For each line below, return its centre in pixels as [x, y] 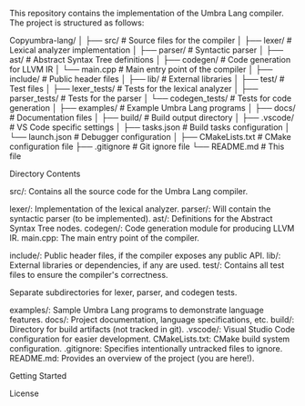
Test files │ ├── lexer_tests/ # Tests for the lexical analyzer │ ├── [134, 89]
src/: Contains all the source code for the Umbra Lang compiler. [129, 191]
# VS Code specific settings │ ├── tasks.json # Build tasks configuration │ [150, 127]
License [24, 393]
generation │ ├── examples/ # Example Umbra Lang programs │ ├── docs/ [152, 108]
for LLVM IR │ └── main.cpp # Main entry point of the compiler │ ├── [141, 69]
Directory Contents [45, 173]
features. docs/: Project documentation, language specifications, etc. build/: [152, 320]
